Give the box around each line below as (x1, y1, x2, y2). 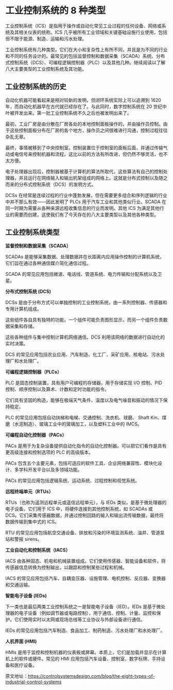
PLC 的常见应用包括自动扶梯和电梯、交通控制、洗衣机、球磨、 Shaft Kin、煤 (5, 414, 167, 420)
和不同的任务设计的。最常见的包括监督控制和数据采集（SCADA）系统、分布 (5, 52, 165, 59)
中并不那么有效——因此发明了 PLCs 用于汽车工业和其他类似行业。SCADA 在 (5, 199, 166, 205)
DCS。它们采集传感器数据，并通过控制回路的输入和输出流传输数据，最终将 (5, 512, 164, 518)
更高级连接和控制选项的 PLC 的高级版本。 (5, 449, 94, 455)
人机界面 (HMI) (5, 638, 37, 644)
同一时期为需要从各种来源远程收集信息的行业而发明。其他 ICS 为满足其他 (5, 205, 160, 211)
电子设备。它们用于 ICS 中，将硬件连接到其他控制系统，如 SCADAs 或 (5, 505, 153, 512)
